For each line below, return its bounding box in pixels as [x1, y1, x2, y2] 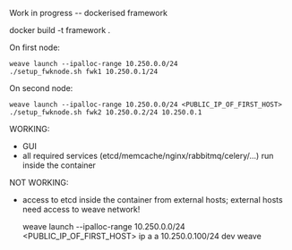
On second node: [9, 83, 73, 93]
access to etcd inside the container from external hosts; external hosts [21, 195, 284, 204]
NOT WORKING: [9, 178, 69, 187]
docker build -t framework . [9, 25, 111, 35]
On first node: [9, 42, 61, 53]
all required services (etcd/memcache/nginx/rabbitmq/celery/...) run [21, 151, 274, 161]
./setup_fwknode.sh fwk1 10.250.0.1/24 [9, 67, 159, 76]
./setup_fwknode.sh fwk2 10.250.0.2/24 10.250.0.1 [9, 108, 202, 117]
